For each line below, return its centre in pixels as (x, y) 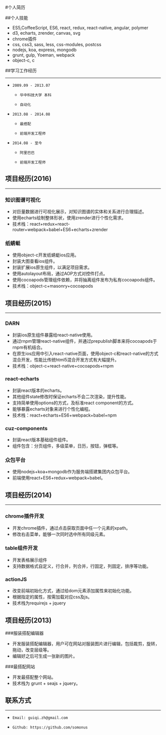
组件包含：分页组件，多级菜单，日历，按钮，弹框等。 (66, 446)
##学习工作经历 (21, 70)
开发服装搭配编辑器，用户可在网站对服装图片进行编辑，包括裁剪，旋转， (86, 643)
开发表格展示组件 (30, 560)
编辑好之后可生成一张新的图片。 (45, 656)
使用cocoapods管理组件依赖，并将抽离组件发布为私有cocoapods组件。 (85, 280)
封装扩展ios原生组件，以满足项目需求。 (52, 267)
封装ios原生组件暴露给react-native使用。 (54, 335)
